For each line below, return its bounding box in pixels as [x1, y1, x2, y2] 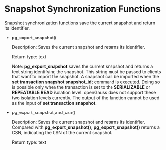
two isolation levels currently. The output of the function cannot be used [11, 95, 160, 101]
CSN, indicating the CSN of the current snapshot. [11, 129, 112, 135]
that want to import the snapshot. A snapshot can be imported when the [11, 74, 159, 79]
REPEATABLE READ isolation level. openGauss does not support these [11, 89, 156, 95]
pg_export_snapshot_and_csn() [11, 110, 76, 115]
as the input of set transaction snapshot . [11, 100, 97, 106]
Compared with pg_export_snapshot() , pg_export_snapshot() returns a [11, 124, 160, 130]
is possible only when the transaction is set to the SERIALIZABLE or [11, 84, 151, 90]
